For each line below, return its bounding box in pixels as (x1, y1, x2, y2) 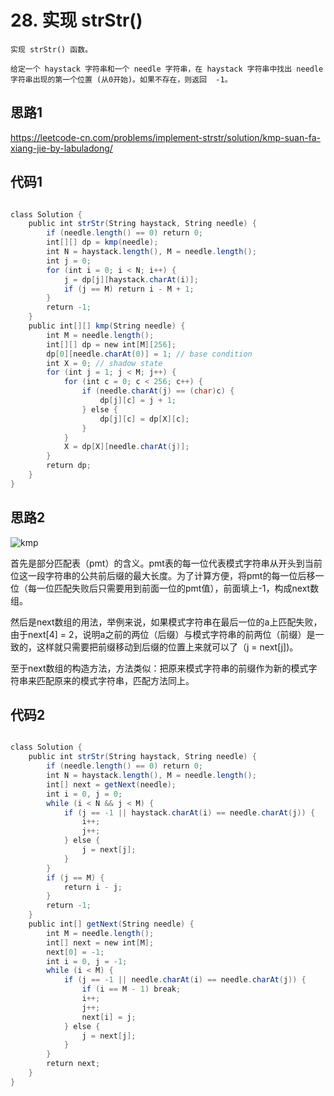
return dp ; (46, 461, 92, 471)
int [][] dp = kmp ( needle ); (46, 237, 159, 248)
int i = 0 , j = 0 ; (46, 789, 123, 799)
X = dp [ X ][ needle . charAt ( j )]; (63, 442, 190, 452)
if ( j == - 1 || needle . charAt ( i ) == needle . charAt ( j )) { (63, 975, 307, 985)
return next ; (46, 1059, 101, 1069)
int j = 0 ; (46, 256, 92, 266)
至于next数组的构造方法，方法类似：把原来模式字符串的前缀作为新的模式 (10, 662, 309, 674)
